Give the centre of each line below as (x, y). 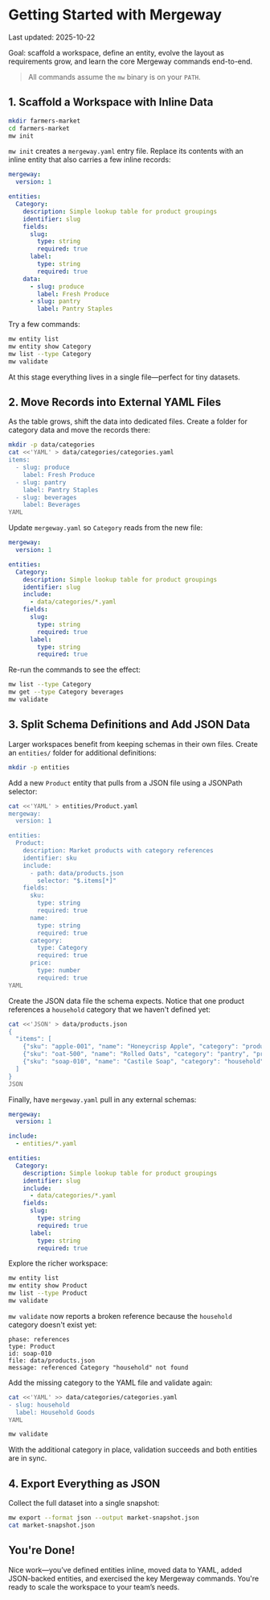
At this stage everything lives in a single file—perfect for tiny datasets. (125, 377)
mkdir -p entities (39, 767)
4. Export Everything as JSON (84, 1484)
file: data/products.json (51, 1360)
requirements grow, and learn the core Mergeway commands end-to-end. (131, 61)
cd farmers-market (39, 128)
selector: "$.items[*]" (77, 881)
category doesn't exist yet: (53, 1324)
